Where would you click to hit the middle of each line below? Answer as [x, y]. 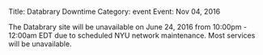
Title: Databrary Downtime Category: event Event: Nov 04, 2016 [115, 12]
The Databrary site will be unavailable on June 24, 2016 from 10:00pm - [128, 27]
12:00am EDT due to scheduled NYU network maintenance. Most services [132, 35]
